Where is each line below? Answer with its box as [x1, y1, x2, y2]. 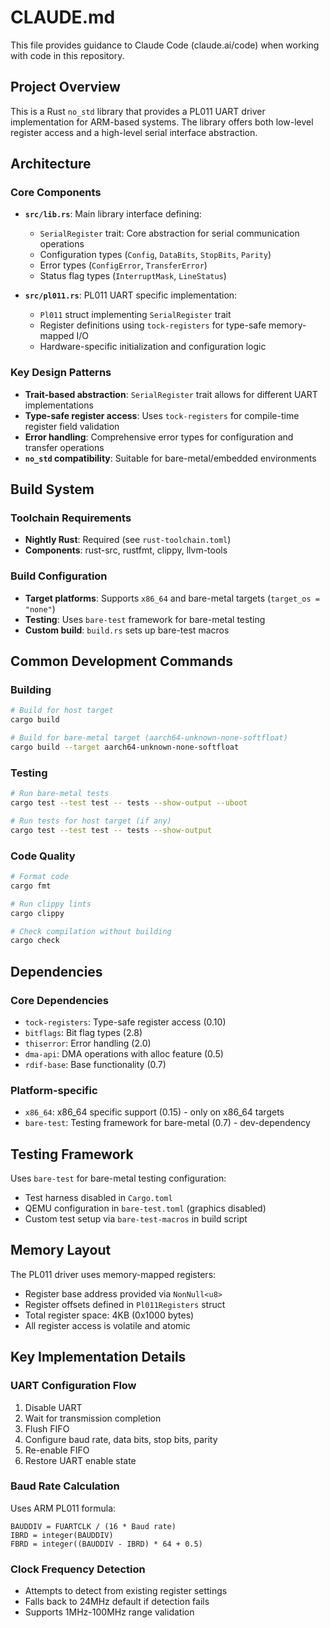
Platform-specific [10, 1083, 98, 1097]
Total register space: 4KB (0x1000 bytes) [24, 1309, 195, 1321]
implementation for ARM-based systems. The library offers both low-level [10, 116, 314, 128]
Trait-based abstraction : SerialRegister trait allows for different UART [24, 388, 318, 400]
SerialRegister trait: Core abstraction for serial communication [39, 227, 300, 240]
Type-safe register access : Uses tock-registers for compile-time [24, 409, 300, 421]
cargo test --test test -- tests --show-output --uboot [10, 798, 248, 808]
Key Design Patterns [10, 366, 112, 380]
